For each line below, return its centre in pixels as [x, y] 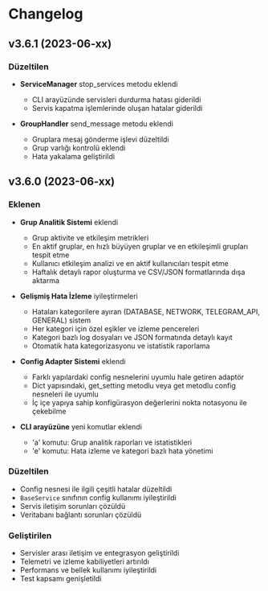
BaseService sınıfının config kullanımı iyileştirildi [98, 497]
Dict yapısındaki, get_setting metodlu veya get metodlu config [134, 385]
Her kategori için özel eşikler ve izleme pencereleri [116, 328]
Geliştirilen [30, 536]
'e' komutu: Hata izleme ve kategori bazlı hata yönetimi [122, 450]
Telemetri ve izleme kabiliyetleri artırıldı [85, 562]
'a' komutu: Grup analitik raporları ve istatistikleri [112, 442]
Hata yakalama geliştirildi [73, 156]
